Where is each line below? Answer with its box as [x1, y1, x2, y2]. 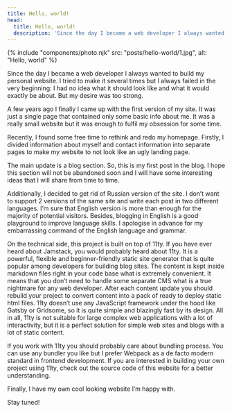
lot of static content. [7, 328, 64, 337]
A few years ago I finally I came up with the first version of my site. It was [7, 105, 216, 113]
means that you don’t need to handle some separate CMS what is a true [7, 277, 212, 285]
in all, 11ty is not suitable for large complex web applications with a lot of [7, 314, 213, 322]
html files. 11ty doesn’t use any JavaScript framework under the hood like [7, 299, 216, 307]
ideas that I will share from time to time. [7, 176, 120, 185]
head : [7, 17, 23, 24]
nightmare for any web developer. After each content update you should [7, 284, 213, 292]
